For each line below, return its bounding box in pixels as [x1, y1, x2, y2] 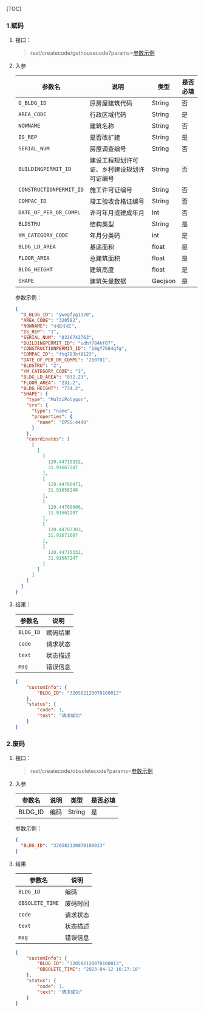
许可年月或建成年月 [89, 209, 144, 217]
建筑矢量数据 [89, 277, 126, 285]
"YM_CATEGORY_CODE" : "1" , [21, 368, 86, 374]
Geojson [151, 277, 176, 285]
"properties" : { [31, 413, 73, 419]
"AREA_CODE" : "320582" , [21, 318, 81, 324]
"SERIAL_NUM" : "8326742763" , [21, 334, 95, 340]
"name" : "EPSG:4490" [37, 419, 89, 425]
